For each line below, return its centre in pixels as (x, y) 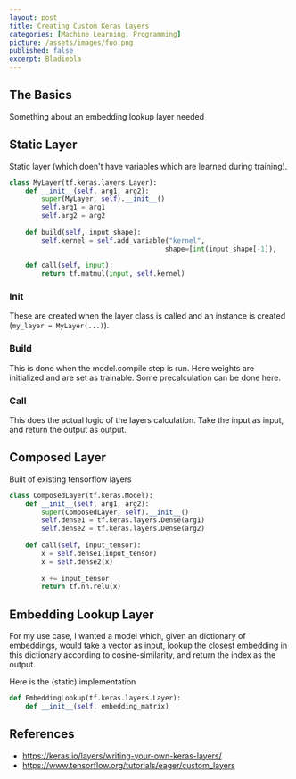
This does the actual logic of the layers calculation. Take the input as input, (147, 420)
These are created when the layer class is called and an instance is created (148, 316)
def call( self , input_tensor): (83, 545)
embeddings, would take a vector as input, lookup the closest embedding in (148, 646)
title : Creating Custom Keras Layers (79, 26)
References (42, 734)
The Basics (41, 95)
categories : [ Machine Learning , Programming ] (95, 34)
